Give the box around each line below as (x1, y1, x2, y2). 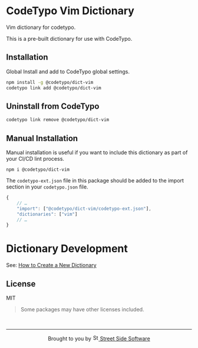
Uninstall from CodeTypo (6, 101, 100, 111)
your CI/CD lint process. (6, 155, 65, 162)
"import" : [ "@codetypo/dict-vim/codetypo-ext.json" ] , (16, 206, 151, 212)
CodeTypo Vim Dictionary (6, 4, 134, 18)
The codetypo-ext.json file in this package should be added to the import (6, 177, 184, 184)
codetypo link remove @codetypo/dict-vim (6, 117, 110, 123)
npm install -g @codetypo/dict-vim (6, 79, 94, 85)
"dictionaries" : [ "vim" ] (16, 211, 78, 217)
